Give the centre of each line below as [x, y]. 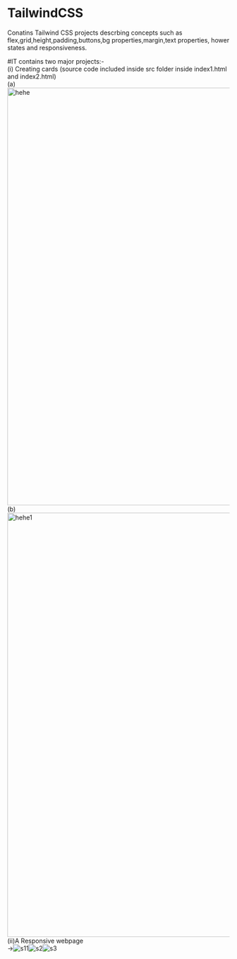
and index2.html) [32, 76]
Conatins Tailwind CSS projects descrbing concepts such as [95, 33]
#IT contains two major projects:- [56, 61]
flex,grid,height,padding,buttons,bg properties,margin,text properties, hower [119, 40]
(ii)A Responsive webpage [45, 941]
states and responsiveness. [47, 47]
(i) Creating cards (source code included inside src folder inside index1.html [117, 69]
